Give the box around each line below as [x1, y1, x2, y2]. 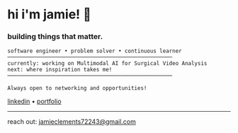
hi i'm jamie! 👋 [7, 6, 92, 23]
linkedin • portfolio [7, 97, 62, 105]
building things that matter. [7, 32, 103, 42]
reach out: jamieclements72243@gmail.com [7, 117, 136, 126]
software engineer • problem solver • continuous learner [7, 47, 182, 55]
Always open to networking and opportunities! [7, 85, 147, 92]
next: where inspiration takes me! [7, 66, 113, 74]
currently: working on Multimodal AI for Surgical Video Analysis [7, 60, 208, 67]
